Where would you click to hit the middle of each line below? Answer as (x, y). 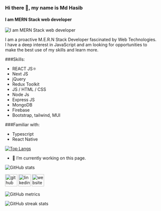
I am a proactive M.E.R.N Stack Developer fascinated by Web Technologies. (81, 40)
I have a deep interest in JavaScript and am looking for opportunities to (76, 45)
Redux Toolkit (26, 84)
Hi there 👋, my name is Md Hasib (44, 8)
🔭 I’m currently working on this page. (49, 158)
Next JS (20, 74)
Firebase (21, 110)
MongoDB (22, 105)
